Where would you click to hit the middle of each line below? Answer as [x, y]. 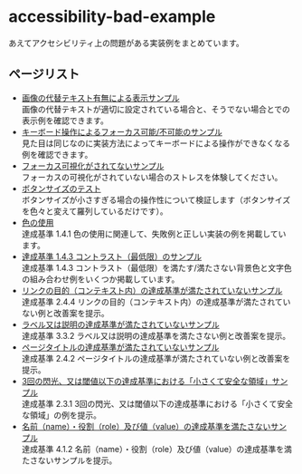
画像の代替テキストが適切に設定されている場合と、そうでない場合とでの [156, 109]
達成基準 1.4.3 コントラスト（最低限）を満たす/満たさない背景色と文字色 [157, 267]
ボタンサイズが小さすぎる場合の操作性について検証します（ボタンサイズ [156, 199]
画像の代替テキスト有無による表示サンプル [100, 98]
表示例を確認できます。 [65, 121]
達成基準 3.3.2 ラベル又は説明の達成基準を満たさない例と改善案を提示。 [156, 335]
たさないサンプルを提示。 [69, 460]
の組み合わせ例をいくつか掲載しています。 [100, 279]
